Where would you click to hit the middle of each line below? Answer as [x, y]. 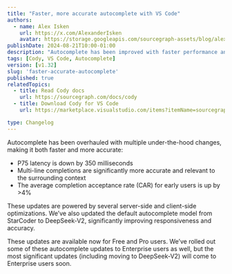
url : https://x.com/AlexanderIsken [71, 33]
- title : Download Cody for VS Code [66, 104]
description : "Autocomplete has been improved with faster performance [112, 53]
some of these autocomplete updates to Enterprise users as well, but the [110, 248]
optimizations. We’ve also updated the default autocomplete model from [110, 213]
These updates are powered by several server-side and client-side [102, 205]
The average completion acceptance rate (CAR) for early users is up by [119, 185]
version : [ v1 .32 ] [32, 65]
